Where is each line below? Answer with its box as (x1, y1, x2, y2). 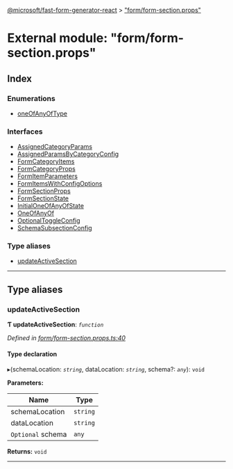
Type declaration (7, 349, 58, 358)
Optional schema (10, 429, 67, 439)
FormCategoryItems (17, 157, 75, 166)
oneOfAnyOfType (17, 109, 68, 118)
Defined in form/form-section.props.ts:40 (7, 334, 126, 342)
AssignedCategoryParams (17, 143, 92, 151)
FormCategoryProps (17, 165, 76, 173)
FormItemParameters (17, 172, 78, 180)
